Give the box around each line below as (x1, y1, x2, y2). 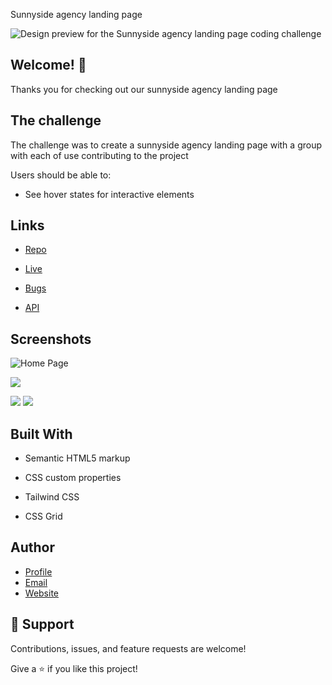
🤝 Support (10, 616, 75, 633)
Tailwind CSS (24, 491, 80, 503)
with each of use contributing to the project (10, 149, 189, 161)
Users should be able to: (10, 169, 112, 181)
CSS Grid (24, 510, 63, 523)
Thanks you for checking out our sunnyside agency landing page (10, 83, 278, 95)
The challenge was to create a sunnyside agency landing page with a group (10, 139, 322, 151)
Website (24, 587, 60, 599)
